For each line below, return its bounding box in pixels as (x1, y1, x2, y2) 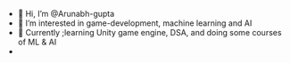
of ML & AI (17, 36, 57, 47)
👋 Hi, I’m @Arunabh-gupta (17, 9, 115, 19)
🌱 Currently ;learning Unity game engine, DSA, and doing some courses (17, 28, 282, 37)
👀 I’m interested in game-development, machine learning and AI (17, 18, 253, 28)
